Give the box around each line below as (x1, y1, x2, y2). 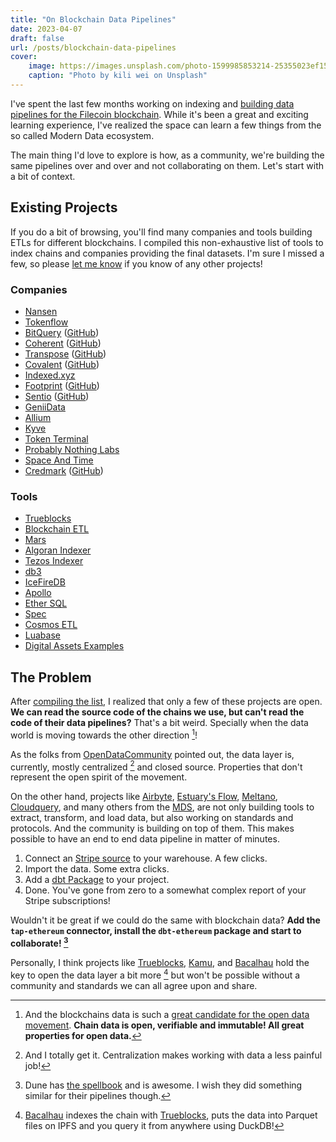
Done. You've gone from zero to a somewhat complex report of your (24, 884, 307, 896)
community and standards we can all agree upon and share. (10, 979, 258, 991)
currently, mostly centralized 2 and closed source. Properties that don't (10, 759, 303, 773)
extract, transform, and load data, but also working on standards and (10, 812, 294, 824)
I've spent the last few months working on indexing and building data (10, 97, 295, 110)
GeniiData (24, 401, 66, 413)
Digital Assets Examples (24, 640, 125, 652)
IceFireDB (24, 576, 66, 588)
